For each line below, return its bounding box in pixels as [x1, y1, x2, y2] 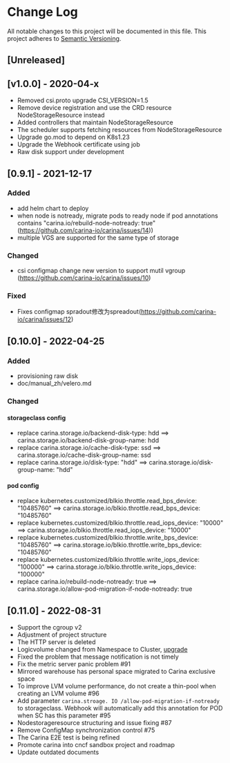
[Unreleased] [7, 55, 66, 66]
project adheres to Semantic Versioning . [7, 34, 122, 42]
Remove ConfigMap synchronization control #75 [17, 726, 155, 735]
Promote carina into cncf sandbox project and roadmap [17, 741, 175, 749]
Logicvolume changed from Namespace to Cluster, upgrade [17, 646, 188, 654]
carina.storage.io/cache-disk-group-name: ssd [17, 451, 151, 460]
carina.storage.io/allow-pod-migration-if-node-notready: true [17, 585, 193, 593]
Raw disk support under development [17, 148, 124, 156]
